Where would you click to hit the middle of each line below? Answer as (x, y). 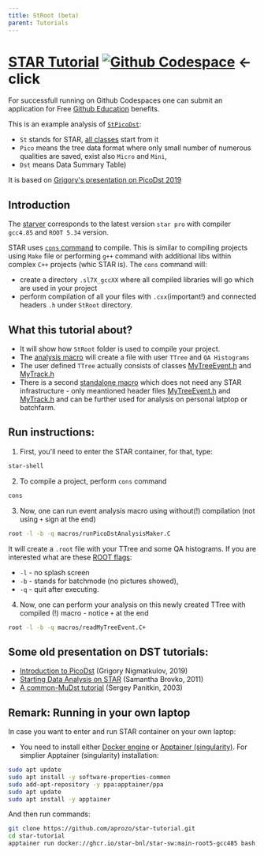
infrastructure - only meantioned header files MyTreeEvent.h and (125, 391)
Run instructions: (52, 433)
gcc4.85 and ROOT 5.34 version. (58, 232)
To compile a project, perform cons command (93, 481)
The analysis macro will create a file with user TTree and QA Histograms (134, 357)
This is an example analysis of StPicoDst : (75, 124)
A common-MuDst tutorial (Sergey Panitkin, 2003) (101, 687)
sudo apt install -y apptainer (59, 799)
